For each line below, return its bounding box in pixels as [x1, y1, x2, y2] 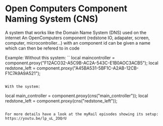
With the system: [5, 84, 41, 89]
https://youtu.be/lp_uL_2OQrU [5, 116, 67, 121]
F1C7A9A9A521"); [5, 70, 41, 76]
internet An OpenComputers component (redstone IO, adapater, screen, [5, 35, 150, 41]
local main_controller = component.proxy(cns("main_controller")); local [5, 93, 148, 99]
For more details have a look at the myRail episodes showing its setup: [5, 111, 159, 117]
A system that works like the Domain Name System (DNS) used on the [5, 29, 147, 35]
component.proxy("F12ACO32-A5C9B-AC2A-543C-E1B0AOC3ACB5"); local [5, 60, 159, 66]
